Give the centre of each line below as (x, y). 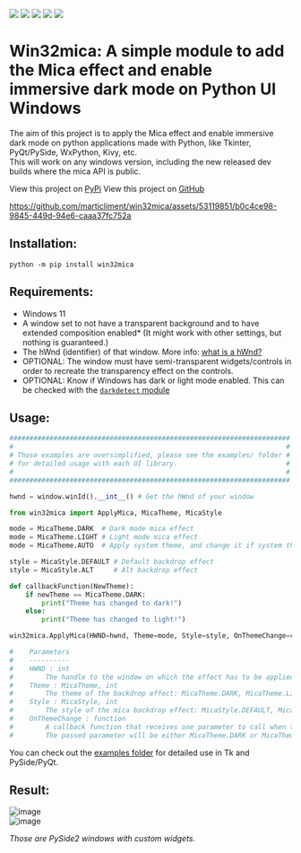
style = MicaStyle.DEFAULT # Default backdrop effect (112, 561)
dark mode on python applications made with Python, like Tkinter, (130, 143)
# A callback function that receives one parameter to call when (148, 727)
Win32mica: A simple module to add (147, 52)
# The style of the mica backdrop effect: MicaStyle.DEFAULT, (142, 710)
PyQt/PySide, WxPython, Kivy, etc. (73, 152)
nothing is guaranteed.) (65, 342)
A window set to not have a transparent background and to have (141, 323)
